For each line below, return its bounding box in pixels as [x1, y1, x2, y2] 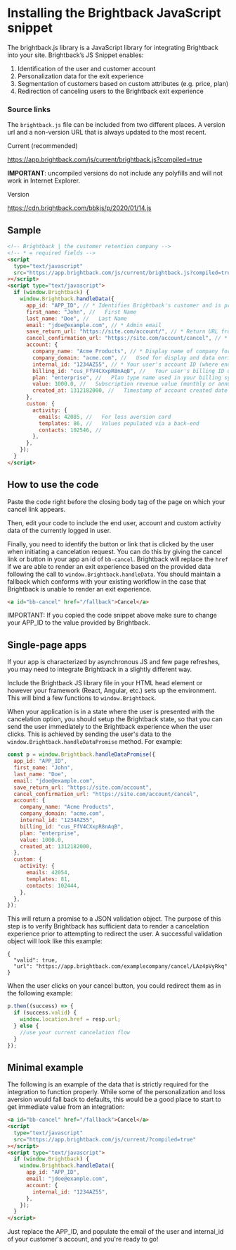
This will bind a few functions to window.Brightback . [7, 694, 157, 702]
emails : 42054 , [25, 869, 71, 876]
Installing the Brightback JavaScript [7, 5, 221, 21]
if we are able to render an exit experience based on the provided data [7, 562, 211, 570]
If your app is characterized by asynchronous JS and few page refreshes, [7, 658, 221, 666]
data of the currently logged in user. [7, 526, 111, 534]
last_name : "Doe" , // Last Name [25, 315, 128, 322]
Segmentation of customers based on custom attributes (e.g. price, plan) [17, 79, 229, 87]
